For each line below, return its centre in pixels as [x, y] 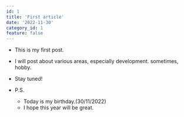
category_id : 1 [25, 28]
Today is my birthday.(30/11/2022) [65, 101]
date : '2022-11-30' [30, 22]
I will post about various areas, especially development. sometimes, [96, 61]
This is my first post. [39, 50]
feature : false [25, 33]
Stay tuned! [29, 79]
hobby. [23, 67]
